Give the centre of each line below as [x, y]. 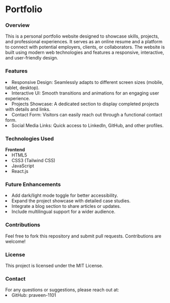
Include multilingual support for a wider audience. [64, 211]
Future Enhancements [33, 184]
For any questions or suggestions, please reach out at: [62, 290]
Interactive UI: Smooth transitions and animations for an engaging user [86, 93]
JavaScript [23, 166]
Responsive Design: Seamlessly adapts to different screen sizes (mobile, [88, 82]
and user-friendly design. [32, 58]
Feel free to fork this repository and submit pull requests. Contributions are [83, 236]
